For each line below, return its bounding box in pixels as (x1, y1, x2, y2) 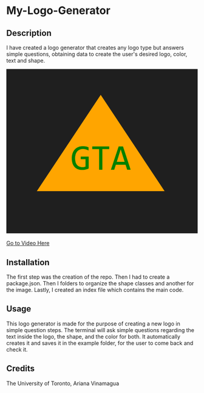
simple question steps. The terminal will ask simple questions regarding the (6, 326, 195, 333)
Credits (6, 363, 35, 374)
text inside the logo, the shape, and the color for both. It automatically (6, 333, 181, 340)
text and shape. (6, 57, 46, 64)
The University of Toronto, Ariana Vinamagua (6, 380, 120, 387)
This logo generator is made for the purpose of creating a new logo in (6, 320, 180, 327)
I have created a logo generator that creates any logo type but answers (6, 44, 184, 51)
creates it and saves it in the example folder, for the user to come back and (6, 339, 194, 347)
